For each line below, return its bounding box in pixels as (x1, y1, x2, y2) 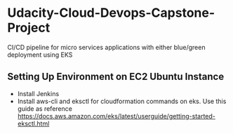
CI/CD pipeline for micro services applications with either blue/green (7, 43, 206, 51)
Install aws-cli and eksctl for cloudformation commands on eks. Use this (17, 97, 227, 105)
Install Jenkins (17, 89, 60, 98)
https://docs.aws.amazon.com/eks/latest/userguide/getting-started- (17, 112, 216, 120)
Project (7, 20, 51, 36)
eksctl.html (17, 119, 50, 128)
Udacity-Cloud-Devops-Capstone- (7, 5, 215, 21)
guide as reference (17, 104, 72, 113)
